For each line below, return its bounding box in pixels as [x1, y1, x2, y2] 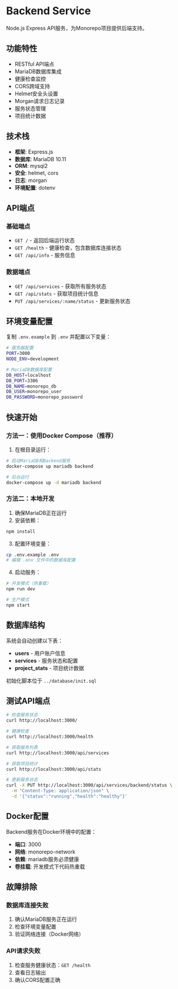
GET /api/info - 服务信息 [14, 252, 75, 259]
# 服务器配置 [6, 345, 34, 351]
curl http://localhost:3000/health [6, 734, 94, 740]
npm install [6, 529, 35, 534]
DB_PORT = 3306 [6, 377, 38, 383]
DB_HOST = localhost [6, 372, 51, 378]
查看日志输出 [14, 969, 46, 976]
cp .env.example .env [6, 552, 60, 558]
